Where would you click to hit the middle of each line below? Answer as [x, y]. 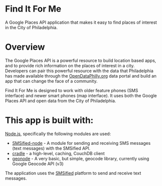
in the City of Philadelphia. [31, 27]
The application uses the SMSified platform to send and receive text [73, 173]
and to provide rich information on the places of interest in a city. [70, 65]
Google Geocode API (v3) [38, 164]
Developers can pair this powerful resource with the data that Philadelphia [79, 71]
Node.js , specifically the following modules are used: [58, 134]
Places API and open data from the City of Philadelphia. [61, 101]
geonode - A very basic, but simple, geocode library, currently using [81, 158]
